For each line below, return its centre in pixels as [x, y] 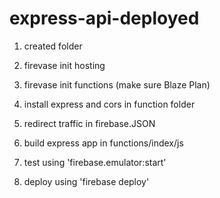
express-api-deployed [104, 18]
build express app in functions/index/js [103, 143]
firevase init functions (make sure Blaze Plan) [117, 84]
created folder [53, 46]
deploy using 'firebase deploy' [86, 181]
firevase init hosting [64, 65]
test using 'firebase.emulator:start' [95, 162]
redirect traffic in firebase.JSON [89, 123]
